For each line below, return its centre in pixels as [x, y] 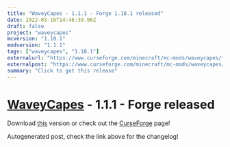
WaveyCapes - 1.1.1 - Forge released [111, 104]
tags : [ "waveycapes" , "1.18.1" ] [53, 52]
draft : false [26, 26]
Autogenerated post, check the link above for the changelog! [93, 137]
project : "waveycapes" [39, 32]
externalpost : [27, 64]
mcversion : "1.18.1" [37, 39]
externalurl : [26, 58]
